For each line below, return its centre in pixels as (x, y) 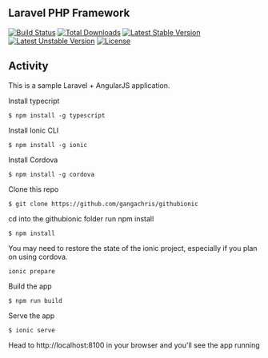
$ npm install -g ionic (48, 145)
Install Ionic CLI (34, 130)
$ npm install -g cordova (51, 174)
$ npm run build (35, 300)
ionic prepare (32, 271)
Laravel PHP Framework (69, 13)
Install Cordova (33, 160)
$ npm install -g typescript (57, 115)
